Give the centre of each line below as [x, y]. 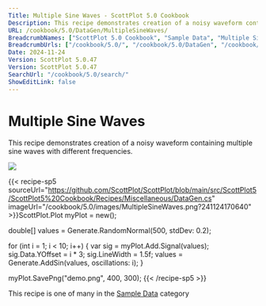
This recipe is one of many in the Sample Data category [99, 293]
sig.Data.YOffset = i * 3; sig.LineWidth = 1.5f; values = [96, 254]
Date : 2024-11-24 [37, 52]
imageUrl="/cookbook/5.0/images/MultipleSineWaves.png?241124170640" [130, 207]
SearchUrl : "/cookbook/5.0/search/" [68, 75]
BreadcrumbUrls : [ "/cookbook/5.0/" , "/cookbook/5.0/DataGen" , [113, 45]
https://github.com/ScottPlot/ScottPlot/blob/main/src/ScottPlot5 [152, 190]
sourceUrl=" [28, 190]
